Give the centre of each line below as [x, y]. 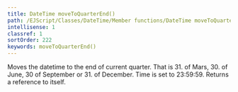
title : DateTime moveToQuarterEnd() [61, 14]
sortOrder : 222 [30, 40]
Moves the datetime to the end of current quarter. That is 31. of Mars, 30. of [118, 67]
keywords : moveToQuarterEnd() [52, 47]
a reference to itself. [36, 82]
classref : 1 [25, 34]
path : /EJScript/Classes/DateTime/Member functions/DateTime [100, 21]
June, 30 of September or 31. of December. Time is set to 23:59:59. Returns [118, 74]
